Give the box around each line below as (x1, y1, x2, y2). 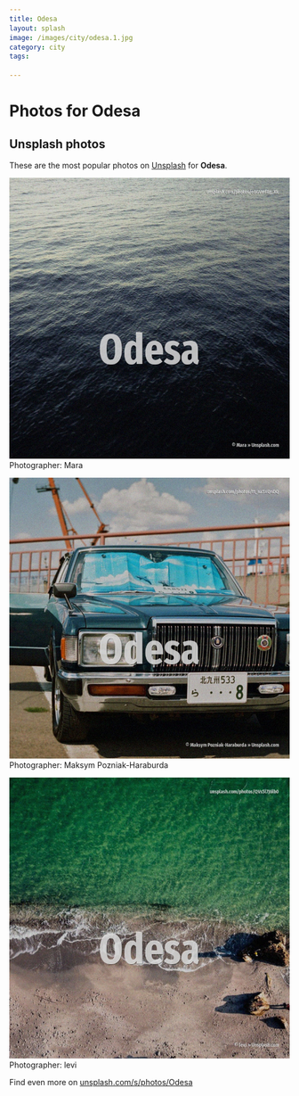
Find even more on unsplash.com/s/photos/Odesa (9, 1077, 193, 1087)
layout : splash (9, 23, 66, 33)
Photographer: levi (9, 1059, 77, 1070)
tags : (9, 52, 29, 62)
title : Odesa (9, 14, 58, 23)
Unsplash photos (9, 136, 106, 152)
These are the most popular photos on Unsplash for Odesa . (9, 161, 228, 170)
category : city (9, 43, 66, 52)
